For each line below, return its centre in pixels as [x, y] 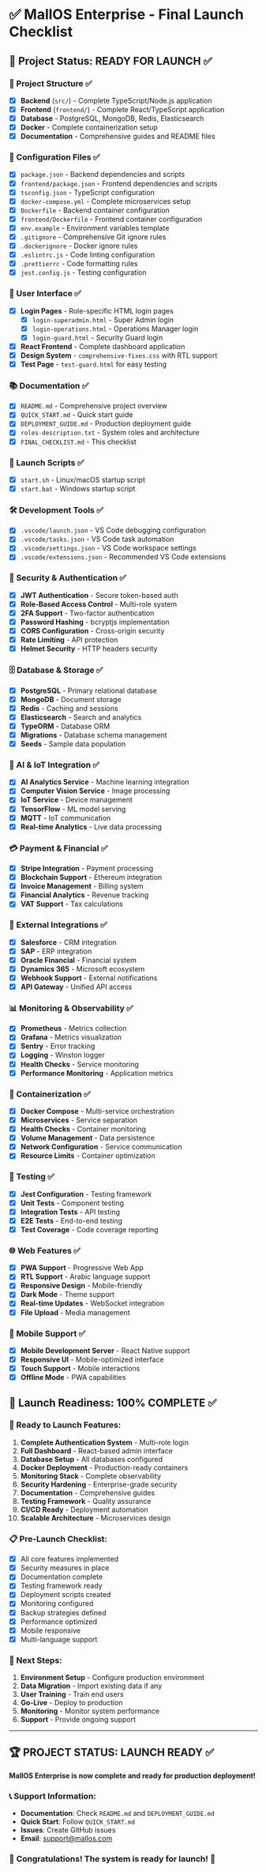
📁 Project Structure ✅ [51, 83]
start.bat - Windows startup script [78, 488]
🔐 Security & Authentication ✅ [68, 578]
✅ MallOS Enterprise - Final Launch [126, 15]
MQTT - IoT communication [66, 818]
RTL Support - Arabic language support [85, 1276]
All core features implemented [69, 1559]
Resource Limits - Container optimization [88, 1156]
